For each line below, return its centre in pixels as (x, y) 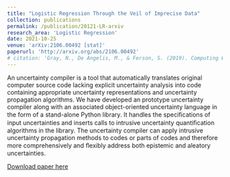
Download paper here (38, 166)
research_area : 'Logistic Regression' (62, 33)
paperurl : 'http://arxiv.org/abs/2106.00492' (73, 52)
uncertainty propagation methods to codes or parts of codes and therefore (113, 137)
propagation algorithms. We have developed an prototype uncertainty (105, 99)
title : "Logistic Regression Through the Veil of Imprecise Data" (104, 13)
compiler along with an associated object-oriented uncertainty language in (112, 106)
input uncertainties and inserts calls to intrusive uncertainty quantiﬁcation (111, 122)
